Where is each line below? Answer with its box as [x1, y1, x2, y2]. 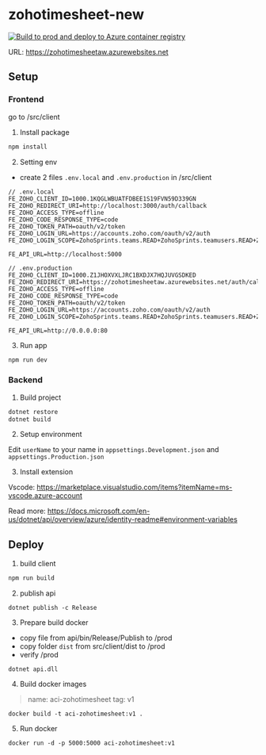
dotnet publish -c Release [8, 604, 97, 612]
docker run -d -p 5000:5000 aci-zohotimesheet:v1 [8, 739, 176, 747]
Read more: [8, 506, 46, 516]
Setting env [19, 157, 58, 167]
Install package [19, 127, 70, 136]
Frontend [8, 94, 44, 105]
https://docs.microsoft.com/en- [47, 506, 150, 516]
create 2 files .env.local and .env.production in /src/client [19, 172, 212, 182]
